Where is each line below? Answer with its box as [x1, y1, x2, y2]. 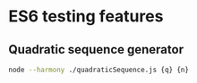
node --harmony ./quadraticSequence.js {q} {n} [8, 65, 190, 74]
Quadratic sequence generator [8, 42, 184, 57]
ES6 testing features [8, 6, 164, 27]
